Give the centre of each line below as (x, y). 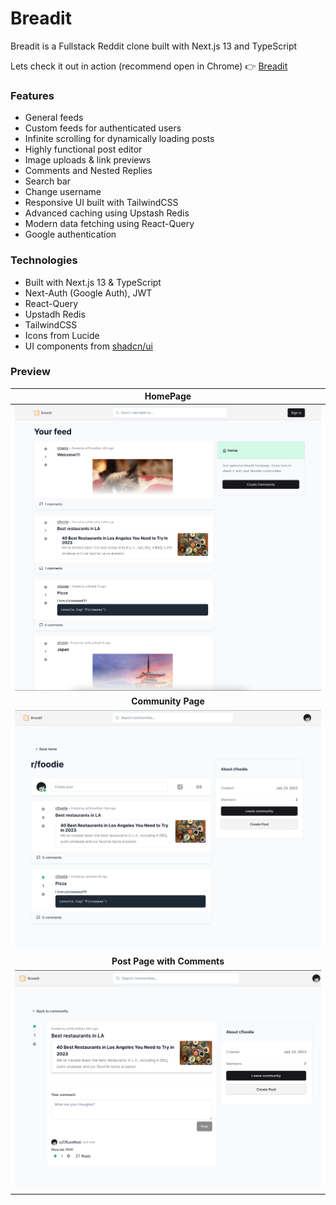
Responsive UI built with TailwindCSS (101, 203)
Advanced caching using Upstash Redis (107, 213)
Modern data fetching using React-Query (109, 224)
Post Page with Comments (168, 961)
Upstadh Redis (55, 314)
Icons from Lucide (62, 335)
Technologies (44, 260)
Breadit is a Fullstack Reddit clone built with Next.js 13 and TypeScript (154, 46)
